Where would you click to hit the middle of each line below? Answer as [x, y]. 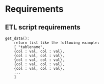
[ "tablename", [29, 47]
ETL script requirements [43, 27]
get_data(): [17, 38]
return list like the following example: [57, 43]
